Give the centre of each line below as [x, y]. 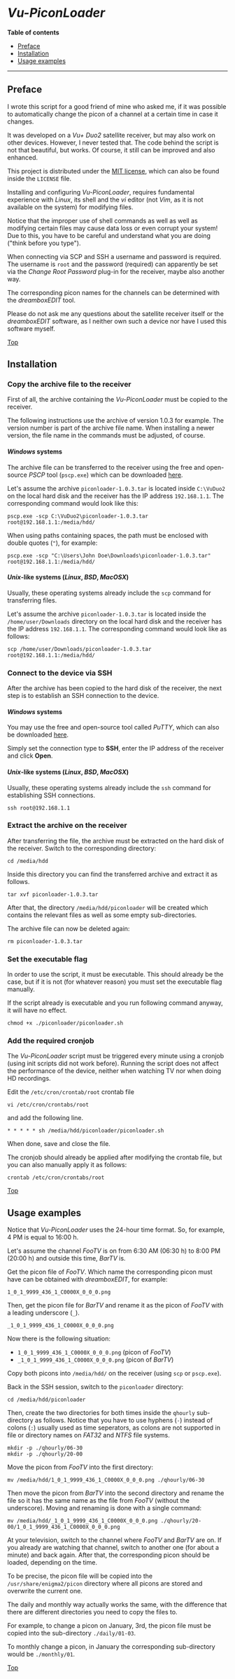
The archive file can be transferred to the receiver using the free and [106, 467]
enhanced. [23, 157]
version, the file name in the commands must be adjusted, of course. [106, 435]
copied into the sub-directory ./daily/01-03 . [72, 1633]
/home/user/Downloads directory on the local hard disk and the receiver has [115, 621]
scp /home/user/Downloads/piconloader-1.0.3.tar [79, 649]
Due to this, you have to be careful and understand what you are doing [109, 235]
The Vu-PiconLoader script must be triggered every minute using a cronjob [116, 1056]
